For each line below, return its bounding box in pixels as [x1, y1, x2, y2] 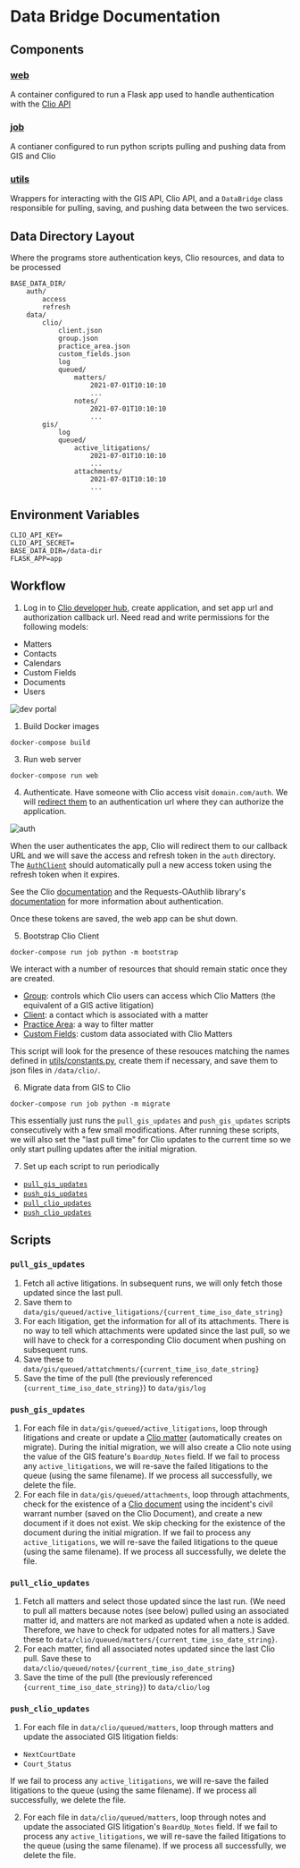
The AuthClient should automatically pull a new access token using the [10, 859, 272, 870]
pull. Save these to [22, 1653, 92, 1664]
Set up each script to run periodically [22, 1160, 160, 1171]
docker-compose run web [10, 771, 99, 780]
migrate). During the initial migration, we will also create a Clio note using [22, 1441, 292, 1452]
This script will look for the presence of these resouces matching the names [10, 1045, 290, 1057]
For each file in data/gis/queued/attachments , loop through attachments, [22, 1489, 290, 1499]
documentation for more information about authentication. [10, 896, 224, 906]
